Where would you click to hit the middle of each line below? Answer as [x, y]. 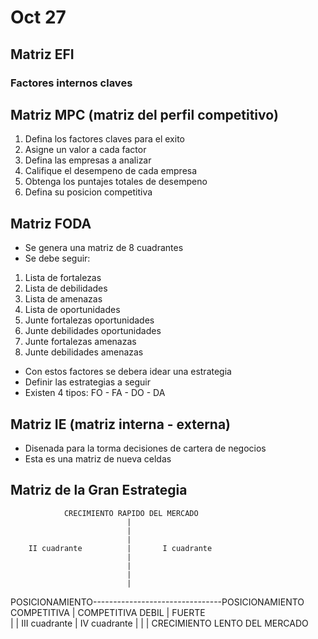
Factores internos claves [71, 83]
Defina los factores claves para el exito [104, 139]
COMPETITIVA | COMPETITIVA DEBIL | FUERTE [108, 612]
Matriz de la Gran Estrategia [99, 490]
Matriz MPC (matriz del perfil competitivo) [144, 114]
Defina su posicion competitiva [88, 192]
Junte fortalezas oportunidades [89, 320]
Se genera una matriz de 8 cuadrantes [104, 248]
